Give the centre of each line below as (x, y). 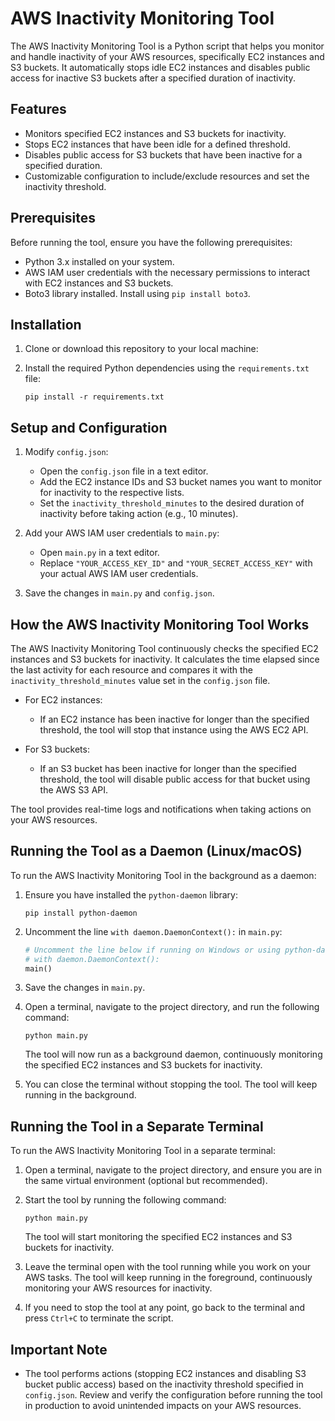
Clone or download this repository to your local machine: (141, 349)
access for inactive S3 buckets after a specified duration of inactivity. (153, 78)
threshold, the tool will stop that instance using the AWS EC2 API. (174, 730)
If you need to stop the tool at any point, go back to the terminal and (165, 1308)
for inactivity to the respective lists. (112, 493)
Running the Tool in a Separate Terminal (137, 1126)
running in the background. (80, 1095)
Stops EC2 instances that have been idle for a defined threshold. (157, 144)
